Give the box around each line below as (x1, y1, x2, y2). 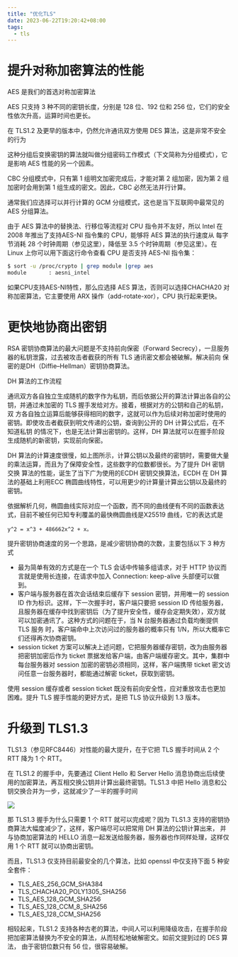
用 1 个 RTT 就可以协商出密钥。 (7, 842, 98, 850)
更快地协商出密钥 (7, 319, 108, 336)
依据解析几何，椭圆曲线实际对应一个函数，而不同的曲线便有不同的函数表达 (7, 501, 225, 510)
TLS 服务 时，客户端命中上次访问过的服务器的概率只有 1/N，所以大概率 (17, 624, 225, 634)
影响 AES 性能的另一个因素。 (13, 159, 98, 168)
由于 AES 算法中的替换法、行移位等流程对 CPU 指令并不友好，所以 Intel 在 (7, 222, 223, 231)
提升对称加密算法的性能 (7, 63, 144, 79)
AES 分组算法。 (7, 207, 52, 216)
